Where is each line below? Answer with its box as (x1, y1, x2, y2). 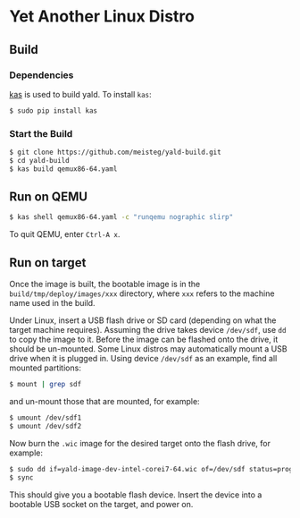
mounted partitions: (9, 362, 82, 373)
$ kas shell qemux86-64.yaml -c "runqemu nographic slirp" (9, 213, 234, 222)
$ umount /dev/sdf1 (9, 413, 82, 422)
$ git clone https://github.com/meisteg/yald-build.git (9, 148, 221, 157)
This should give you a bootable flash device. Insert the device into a (9, 489, 262, 500)
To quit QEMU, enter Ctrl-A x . (9, 229, 121, 240)
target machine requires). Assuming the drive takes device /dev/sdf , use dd (9, 325, 287, 335)
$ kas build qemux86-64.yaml (9, 164, 118, 174)
